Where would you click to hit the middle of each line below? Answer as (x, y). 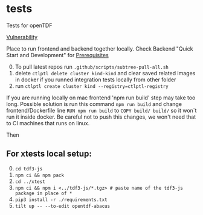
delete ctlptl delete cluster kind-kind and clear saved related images (105, 73)
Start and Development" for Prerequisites (57, 55)
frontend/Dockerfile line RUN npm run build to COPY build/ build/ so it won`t (101, 110)
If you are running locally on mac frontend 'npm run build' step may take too (101, 98)
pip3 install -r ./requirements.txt (61, 200)
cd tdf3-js (29, 169)
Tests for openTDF (29, 25)
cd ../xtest (30, 182)
